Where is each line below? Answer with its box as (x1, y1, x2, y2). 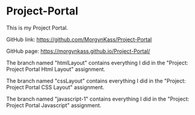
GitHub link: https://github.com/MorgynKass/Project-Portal (6, 36, 152, 43)
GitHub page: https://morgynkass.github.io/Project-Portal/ (6, 47, 150, 55)
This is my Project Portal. (6, 24, 68, 31)
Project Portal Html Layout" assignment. (6, 65, 105, 73)
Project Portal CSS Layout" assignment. (6, 83, 105, 91)
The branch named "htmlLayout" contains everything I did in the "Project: (6, 59, 188, 66)
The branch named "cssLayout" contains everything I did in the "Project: (6, 77, 186, 84)
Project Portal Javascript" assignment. (6, 101, 102, 109)
